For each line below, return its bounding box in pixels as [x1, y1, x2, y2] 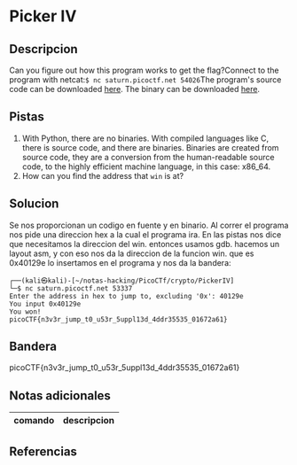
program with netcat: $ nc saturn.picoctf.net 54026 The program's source [9, 74, 282, 85]
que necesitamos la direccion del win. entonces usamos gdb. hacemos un [9, 238, 280, 249]
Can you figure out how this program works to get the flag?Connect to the [9, 65, 279, 75]
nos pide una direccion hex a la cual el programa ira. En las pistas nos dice [9, 229, 282, 240]
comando [13, 415, 55, 427]
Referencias [9, 444, 78, 459]
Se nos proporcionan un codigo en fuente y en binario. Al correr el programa [9, 220, 289, 230]
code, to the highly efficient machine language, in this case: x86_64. [21, 161, 271, 172]
